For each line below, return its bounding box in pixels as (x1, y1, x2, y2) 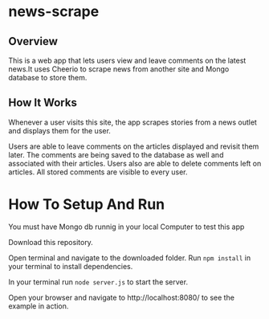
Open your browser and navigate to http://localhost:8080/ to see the (8, 292, 235, 302)
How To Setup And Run (8, 195, 165, 213)
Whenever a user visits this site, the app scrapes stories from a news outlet (8, 117, 257, 127)
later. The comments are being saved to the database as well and (8, 149, 224, 159)
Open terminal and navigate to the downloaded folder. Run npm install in (8, 252, 251, 263)
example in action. (8, 301, 69, 311)
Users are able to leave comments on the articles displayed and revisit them (8, 141, 259, 151)
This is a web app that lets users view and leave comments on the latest (8, 55, 247, 65)
